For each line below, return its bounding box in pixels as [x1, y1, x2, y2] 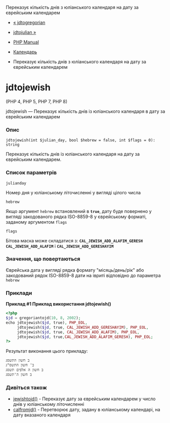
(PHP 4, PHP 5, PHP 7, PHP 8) [6, 98, 68, 104]
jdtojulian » [13, 29, 36, 35]
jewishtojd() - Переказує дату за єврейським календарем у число [13, 396, 156, 402]
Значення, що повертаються [6, 256, 80, 263]
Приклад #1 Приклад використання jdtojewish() [6, 301, 112, 307]
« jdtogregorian [13, 20, 46, 25]
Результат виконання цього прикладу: [6, 348, 88, 354]
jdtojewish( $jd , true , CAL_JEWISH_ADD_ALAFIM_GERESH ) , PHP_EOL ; [17, 334, 153, 340]
